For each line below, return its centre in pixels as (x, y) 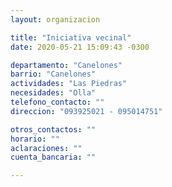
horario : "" (35, 139)
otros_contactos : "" (53, 129)
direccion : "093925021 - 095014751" (86, 111)
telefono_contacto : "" (57, 102)
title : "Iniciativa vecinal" (71, 37)
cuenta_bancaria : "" (53, 157)
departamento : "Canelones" (66, 65)
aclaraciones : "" (46, 148)
